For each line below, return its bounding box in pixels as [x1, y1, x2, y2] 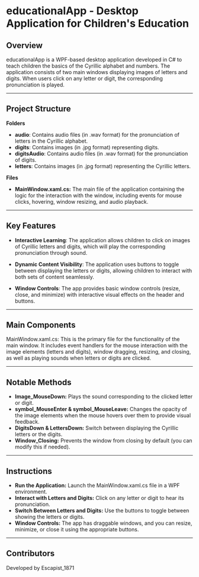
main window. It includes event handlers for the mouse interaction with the [6, 342, 188, 349]
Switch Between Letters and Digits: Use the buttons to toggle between [14, 507, 190, 514]
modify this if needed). [14, 443, 70, 451]
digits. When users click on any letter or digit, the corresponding [6, 75, 163, 82]
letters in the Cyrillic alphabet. [14, 137, 88, 145]
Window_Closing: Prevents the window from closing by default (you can [14, 437, 192, 444]
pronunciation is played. [6, 81, 65, 88]
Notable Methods [6, 377, 72, 387]
